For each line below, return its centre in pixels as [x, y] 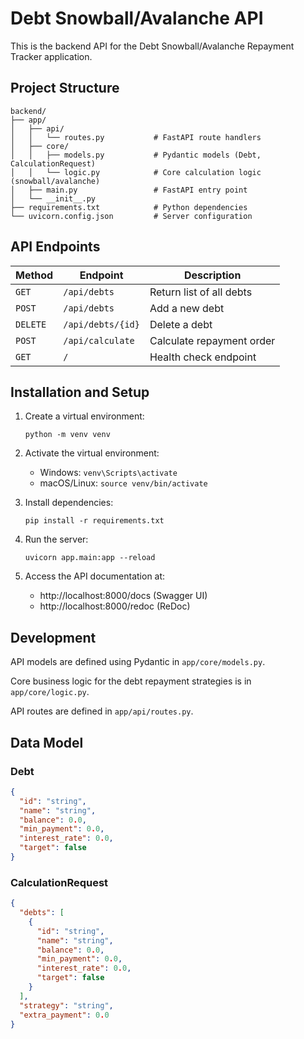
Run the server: [56, 539]
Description [212, 275]
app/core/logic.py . [50, 692]
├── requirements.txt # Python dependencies [129, 207]
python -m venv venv [67, 435]
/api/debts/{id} [101, 324]
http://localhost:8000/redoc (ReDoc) [115, 606]
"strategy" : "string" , [66, 1005]
